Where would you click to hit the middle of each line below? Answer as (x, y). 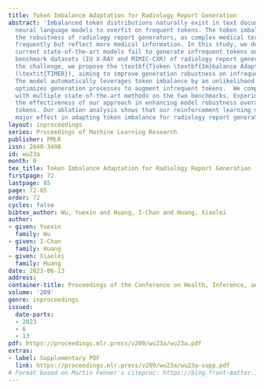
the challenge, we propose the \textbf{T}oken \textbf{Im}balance (126, 67)
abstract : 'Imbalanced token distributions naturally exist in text (123, 23)
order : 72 (24, 198)
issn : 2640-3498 (35, 147)
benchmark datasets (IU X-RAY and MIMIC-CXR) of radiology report (126, 60)
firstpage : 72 (31, 176)
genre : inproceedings (44, 300)
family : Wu (33, 234)
